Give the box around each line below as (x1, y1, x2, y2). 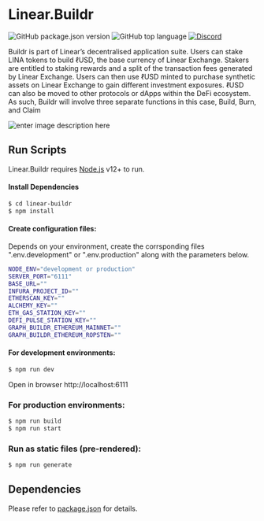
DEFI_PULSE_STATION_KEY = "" (8, 316, 97, 324)
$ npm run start (8, 424, 61, 432)
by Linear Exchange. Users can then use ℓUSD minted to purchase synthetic (8, 72, 256, 81)
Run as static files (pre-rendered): (8, 443, 142, 454)
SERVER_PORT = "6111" (8, 272, 73, 280)
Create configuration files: (8, 224, 97, 234)
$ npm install (8, 207, 55, 215)
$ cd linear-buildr (8, 199, 73, 208)
